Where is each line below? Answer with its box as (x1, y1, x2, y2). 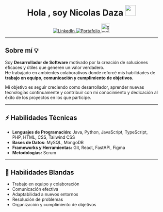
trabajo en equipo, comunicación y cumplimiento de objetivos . (5, 75, 133, 81)
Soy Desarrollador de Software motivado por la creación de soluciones (5, 59, 148, 65)
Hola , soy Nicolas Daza (27, 7, 124, 18)
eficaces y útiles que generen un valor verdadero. (5, 65, 105, 70)
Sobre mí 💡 (5, 47, 39, 55)
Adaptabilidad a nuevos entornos (12, 192, 79, 197)
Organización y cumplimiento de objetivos (12, 202, 97, 208)
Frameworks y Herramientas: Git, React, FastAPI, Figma (12, 145, 125, 150)
